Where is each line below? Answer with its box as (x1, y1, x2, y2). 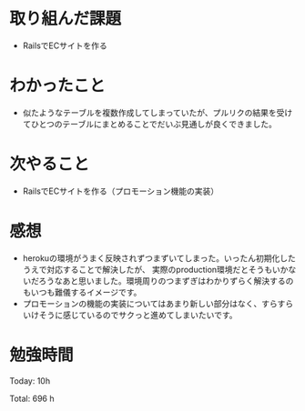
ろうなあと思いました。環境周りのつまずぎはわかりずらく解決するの (37, 275, 294, 286)
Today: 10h (9, 375, 51, 386)
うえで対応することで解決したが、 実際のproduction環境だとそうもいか (22, 264, 289, 275)
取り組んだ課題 (9, 8, 122, 29)
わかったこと (9, 75, 107, 96)
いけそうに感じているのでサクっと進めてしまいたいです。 (22, 309, 238, 320)
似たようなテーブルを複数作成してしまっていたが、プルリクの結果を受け (22, 106, 293, 118)
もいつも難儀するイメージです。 (22, 286, 142, 297)
